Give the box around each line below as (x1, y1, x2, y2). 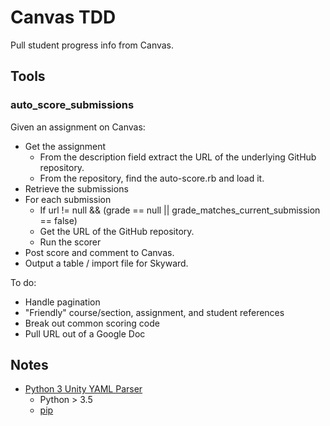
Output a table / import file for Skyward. (24, 257, 189, 269)
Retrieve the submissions (24, 182, 129, 195)
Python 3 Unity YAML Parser (24, 383, 143, 395)
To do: (10, 276, 37, 288)
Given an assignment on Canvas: (10, 121, 146, 133)
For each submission (24, 193, 112, 205)
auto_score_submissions (10, 98, 135, 112)
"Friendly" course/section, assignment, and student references (24, 306, 285, 318)
